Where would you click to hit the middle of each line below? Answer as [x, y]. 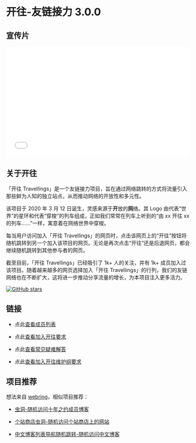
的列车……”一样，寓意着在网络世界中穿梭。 [58, 223]
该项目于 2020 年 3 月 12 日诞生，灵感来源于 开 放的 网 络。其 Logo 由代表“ [94, 208]
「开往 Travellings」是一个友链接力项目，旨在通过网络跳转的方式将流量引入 [97, 189]
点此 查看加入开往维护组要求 [48, 362]
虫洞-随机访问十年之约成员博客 [52, 409]
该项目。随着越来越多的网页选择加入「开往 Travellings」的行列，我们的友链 [97, 270]
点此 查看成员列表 [35, 324]
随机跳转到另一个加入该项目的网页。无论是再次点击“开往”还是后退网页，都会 [98, 243]
